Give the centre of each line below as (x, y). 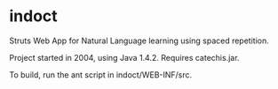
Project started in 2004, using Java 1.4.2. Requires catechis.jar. (124, 57)
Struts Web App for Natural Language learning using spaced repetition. (139, 41)
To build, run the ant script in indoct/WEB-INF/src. (101, 74)
